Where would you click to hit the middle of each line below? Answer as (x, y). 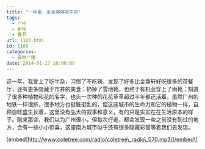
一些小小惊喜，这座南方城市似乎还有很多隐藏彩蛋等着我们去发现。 (110, 127)
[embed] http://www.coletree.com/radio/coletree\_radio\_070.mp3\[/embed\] (102, 139)
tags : (13, 18)
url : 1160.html (26, 40)
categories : (21, 52)
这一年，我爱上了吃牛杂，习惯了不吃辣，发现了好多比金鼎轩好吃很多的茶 (97, 81)
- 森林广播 (24, 57)
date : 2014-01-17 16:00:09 (41, 63)
